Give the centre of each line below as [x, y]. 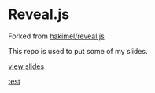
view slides [26, 66]
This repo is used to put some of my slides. [78, 51]
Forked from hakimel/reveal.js [56, 36]
